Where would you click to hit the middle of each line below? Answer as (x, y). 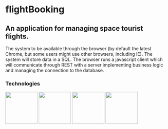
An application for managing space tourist (74, 28)
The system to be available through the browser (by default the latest (78, 49)
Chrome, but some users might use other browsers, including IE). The (79, 54)
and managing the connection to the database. (55, 70)
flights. (17, 36)
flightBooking (35, 9)
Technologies (23, 83)
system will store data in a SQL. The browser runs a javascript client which (84, 59)
